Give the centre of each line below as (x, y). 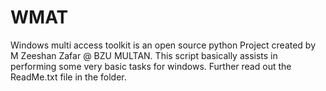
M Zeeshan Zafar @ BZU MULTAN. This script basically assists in (144, 55)
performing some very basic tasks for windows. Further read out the (151, 66)
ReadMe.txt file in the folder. (68, 77)
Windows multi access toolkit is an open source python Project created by (163, 45)
